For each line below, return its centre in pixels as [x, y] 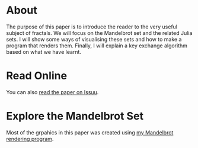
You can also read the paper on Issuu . [52, 92]
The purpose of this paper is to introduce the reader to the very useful [92, 27]
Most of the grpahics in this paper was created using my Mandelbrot [90, 132]
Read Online [36, 76]
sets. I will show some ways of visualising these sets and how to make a [94, 39]
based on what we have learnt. [44, 52]
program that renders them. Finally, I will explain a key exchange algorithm [97, 46]
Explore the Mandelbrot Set [75, 116]
